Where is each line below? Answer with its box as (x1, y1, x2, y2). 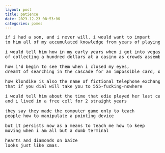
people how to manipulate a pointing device (5, 113, 114, 119)
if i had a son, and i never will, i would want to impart (5, 34, 151, 40)
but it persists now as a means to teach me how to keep (5, 123, 145, 128)
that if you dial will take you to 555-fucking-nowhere (5, 84, 142, 89)
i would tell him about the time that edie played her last (5, 93, 153, 99)
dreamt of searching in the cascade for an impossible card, (5, 69, 156, 74)
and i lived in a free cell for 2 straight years (5, 98, 127, 104)
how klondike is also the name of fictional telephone (5, 79, 140, 84)
